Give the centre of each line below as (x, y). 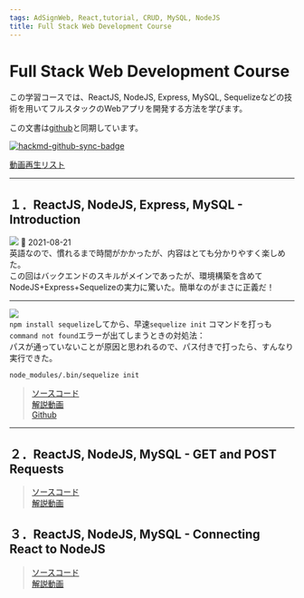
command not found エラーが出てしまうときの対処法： (107, 336)
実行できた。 (33, 358)
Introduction (45, 219)
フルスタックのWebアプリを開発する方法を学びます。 (147, 109)
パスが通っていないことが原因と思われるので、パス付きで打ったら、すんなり (152, 347)
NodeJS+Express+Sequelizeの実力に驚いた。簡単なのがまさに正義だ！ (142, 288)
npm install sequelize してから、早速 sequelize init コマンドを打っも (141, 324)
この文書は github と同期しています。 (76, 128)
